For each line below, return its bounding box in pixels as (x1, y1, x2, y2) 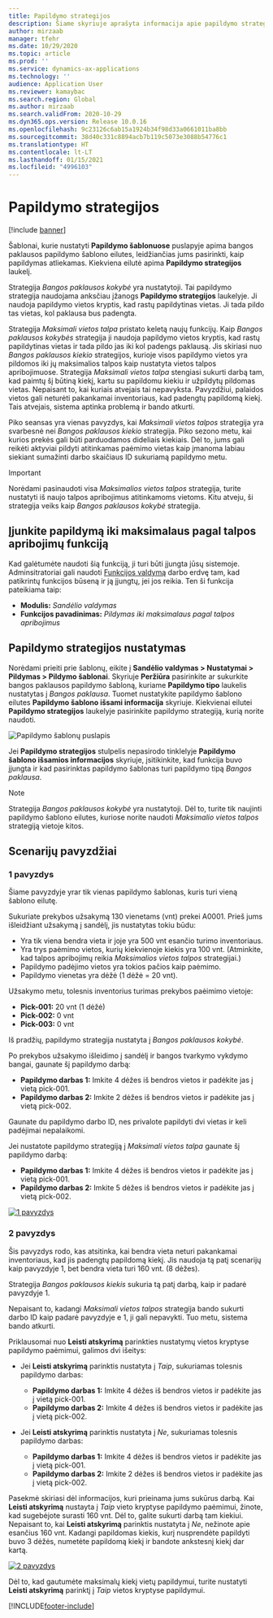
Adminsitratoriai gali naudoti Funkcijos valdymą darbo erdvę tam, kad (8, 567, 240, 577)
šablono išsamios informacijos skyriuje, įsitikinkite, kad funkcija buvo (8, 755, 243, 764)
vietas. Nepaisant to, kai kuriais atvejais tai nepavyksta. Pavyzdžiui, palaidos (8, 385, 264, 394)
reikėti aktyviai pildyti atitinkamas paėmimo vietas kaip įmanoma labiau (8, 444, 245, 454)
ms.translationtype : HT (8, 140, 89, 149)
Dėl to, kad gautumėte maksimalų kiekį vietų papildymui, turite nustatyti (8, 1577, 248, 1586)
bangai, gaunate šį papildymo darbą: (8, 1059, 132, 1069)
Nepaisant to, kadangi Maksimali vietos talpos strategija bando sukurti (8, 1303, 244, 1313)
